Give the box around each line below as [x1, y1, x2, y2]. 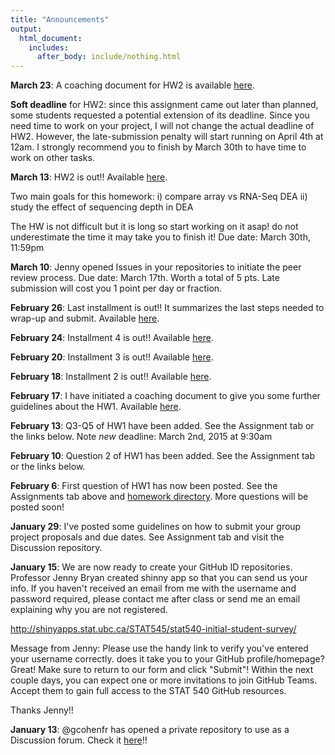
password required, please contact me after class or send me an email [10, 593, 301, 605]
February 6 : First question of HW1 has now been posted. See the [10, 480, 278, 492]
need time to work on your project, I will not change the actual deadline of [10, 120, 315, 132]
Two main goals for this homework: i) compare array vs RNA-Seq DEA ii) [10, 191, 308, 203]
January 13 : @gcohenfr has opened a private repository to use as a [10, 724, 290, 736]
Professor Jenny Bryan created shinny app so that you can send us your [10, 572, 308, 584]
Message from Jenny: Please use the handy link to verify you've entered [10, 642, 309, 655]
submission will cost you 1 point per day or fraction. [10, 282, 223, 295]
